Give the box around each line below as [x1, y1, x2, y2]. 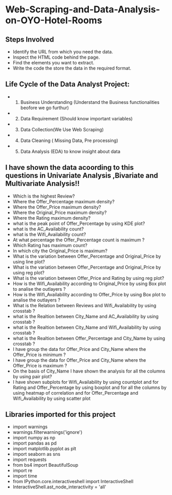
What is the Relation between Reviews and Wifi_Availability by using [12, 302, 157, 308]
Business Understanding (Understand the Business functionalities [20, 99, 160, 105]
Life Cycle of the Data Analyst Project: [5, 80, 130, 89]
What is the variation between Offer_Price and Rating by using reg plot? [12, 275, 164, 281]
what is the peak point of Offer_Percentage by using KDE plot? [12, 220, 145, 226]
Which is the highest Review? [12, 193, 75, 199]
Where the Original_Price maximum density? [12, 209, 107, 216]
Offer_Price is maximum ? [12, 362, 67, 368]
